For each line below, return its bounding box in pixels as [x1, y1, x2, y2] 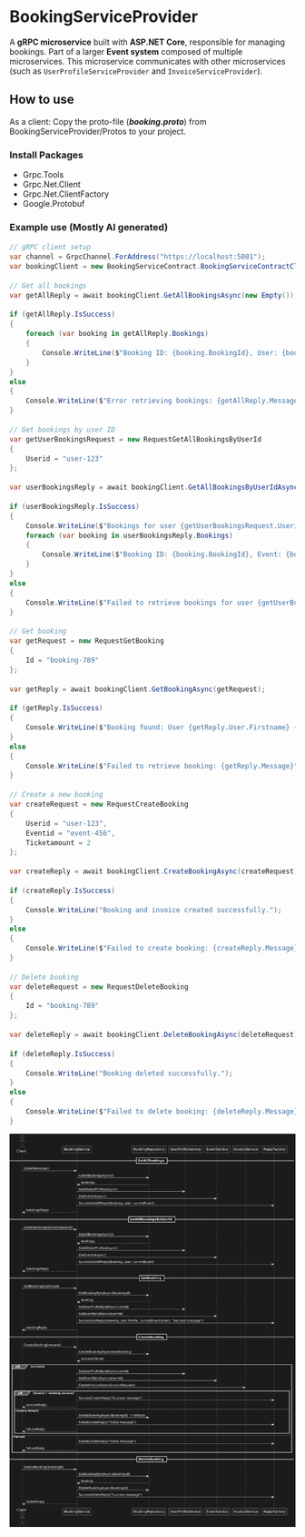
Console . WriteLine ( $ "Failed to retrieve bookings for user [25, 598, 254, 607]
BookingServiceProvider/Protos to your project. [9, 126, 186, 137]
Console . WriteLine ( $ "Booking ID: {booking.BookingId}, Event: [42, 550, 282, 559]
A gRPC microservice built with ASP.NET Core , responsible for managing [9, 36, 286, 47]
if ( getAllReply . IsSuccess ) [9, 310, 116, 320]
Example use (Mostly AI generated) [9, 220, 169, 233]
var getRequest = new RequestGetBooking [9, 636, 165, 646]
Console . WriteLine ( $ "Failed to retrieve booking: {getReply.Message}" [25, 761, 299, 770]
